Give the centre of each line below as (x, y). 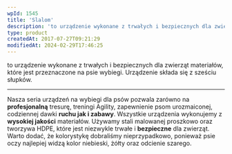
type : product (28, 33)
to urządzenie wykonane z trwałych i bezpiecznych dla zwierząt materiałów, (115, 65)
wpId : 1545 (23, 13)
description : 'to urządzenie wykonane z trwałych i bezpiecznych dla (109, 26)
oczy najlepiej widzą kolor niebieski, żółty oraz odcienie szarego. (99, 143)
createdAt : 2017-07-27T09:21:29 (54, 39)
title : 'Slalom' (30, 20)
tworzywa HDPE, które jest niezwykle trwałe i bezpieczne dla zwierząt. (108, 129)
